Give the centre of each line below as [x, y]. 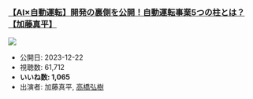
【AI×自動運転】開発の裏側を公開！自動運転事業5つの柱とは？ [126, 12]
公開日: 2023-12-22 [52, 57]
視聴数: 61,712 [42, 68]
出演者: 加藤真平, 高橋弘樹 [61, 87]
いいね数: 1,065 [45, 77]
